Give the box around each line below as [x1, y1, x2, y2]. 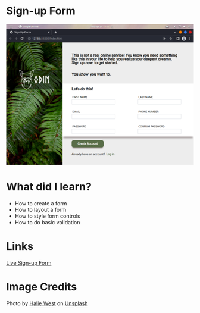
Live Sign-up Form [6, 259, 52, 266]
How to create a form [14, 199, 67, 206]
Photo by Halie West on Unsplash [6, 299, 88, 307]
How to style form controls [14, 212, 80, 220]
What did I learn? [6, 180, 92, 194]
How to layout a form [14, 206, 67, 213]
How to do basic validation [14, 218, 80, 226]
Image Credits [6, 280, 77, 293]
